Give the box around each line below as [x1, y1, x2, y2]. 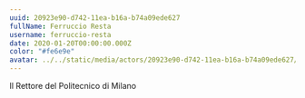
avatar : [9, 55, 39, 64]
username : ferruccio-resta [9, 30, 112, 39]
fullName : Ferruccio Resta [9, 22, 112, 31]
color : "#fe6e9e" [9, 47, 75, 56]
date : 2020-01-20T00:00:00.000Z [9, 38, 132, 48]
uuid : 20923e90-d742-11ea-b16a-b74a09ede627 [9, 13, 181, 23]
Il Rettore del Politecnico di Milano [9, 81, 137, 91]
